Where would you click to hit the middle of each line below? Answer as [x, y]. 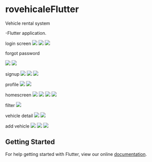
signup [12, 74]
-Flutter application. [26, 33]
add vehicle [17, 126]
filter [10, 105]
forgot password [23, 53]
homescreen [18, 95]
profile [12, 84]
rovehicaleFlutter [42, 9]
